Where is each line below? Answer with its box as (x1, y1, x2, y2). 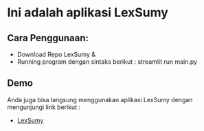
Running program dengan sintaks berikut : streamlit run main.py (16, 58, 198, 66)
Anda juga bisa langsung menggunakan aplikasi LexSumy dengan (7, 95, 193, 104)
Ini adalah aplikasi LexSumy (7, 5, 168, 21)
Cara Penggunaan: (7, 32, 89, 44)
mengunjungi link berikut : (7, 103, 81, 111)
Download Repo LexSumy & (16, 50, 96, 58)
